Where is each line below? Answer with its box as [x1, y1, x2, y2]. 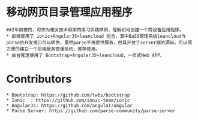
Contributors [6, 73, 72, 86]
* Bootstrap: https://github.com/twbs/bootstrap [6, 92, 130, 98]
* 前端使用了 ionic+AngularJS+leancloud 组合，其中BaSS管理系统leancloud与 [6, 33, 187, 39]
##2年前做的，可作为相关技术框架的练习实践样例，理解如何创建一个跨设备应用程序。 [6, 26, 184, 33]
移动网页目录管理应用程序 [6, 5, 133, 19]
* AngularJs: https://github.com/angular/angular [6, 103, 133, 109]
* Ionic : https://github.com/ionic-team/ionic [6, 97, 130, 103]
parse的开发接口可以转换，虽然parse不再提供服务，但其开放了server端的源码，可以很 [6, 40, 193, 46]
